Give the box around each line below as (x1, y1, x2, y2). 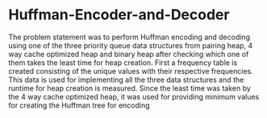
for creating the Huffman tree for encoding (8, 100, 151, 110)
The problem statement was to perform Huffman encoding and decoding (8, 32, 250, 42)
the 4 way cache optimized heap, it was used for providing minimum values (8, 92, 260, 101)
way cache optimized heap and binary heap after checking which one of (8, 49, 249, 59)
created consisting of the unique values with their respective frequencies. (8, 66, 253, 75)
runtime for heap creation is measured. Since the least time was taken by (8, 83, 252, 93)
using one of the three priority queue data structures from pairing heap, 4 (8, 40, 253, 50)
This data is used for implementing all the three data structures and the (8, 75, 244, 84)
